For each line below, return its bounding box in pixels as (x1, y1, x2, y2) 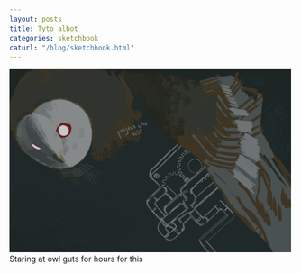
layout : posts (9, 14, 63, 23)
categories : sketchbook (9, 33, 99, 42)
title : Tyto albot (9, 23, 78, 33)
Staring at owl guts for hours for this (9, 253, 143, 265)
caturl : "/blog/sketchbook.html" (9, 43, 135, 52)
